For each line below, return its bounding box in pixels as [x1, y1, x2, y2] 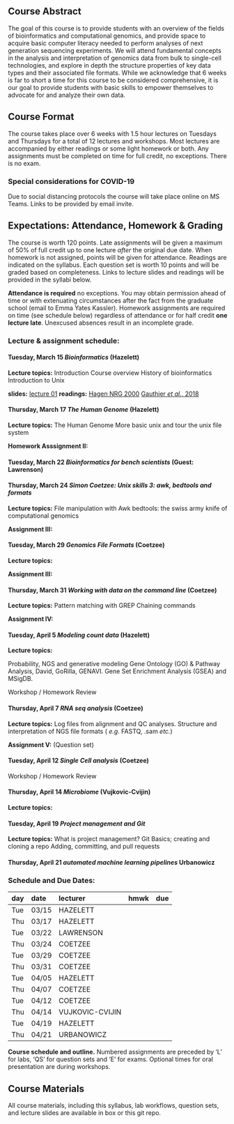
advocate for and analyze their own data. [8, 91, 126, 99]
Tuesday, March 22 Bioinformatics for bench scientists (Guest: [8, 458, 194, 466]
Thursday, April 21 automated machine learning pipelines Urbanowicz [8, 858, 215, 866]
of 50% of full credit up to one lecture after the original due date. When [8, 245, 212, 254]
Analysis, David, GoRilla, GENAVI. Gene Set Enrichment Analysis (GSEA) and [8, 667, 227, 675]
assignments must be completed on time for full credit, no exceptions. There [8, 151, 227, 160]
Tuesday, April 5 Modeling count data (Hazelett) [8, 631, 150, 639]
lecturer [58, 893, 86, 903]
